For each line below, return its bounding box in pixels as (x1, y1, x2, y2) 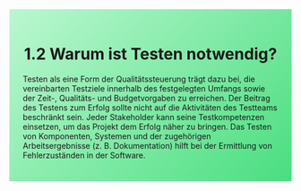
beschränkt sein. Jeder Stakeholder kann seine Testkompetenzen (22, 111, 265, 122)
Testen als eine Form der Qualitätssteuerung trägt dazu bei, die (22, 74, 255, 84)
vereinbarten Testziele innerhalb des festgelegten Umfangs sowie (22, 82, 266, 93)
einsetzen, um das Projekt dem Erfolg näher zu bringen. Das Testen (22, 121, 272, 132)
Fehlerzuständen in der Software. (22, 150, 146, 161)
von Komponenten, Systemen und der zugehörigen (22, 130, 211, 142)
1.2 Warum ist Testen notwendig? (23, 44, 278, 65)
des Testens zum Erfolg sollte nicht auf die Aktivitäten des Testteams (22, 102, 278, 113)
